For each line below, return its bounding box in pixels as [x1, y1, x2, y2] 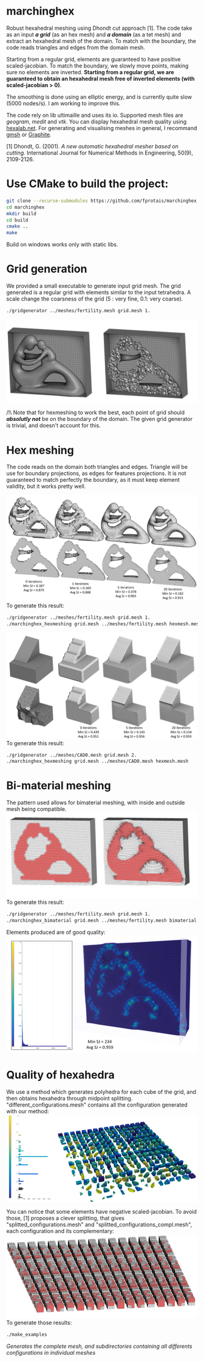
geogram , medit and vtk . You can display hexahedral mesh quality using [6, 117, 187, 125]
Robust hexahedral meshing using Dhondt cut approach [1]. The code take [6, 24, 192, 32]
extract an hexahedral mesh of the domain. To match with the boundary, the [6, 37, 196, 44]
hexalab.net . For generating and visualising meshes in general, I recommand [6, 124, 197, 131]
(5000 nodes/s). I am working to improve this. [6, 99, 121, 107]
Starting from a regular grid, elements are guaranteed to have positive [6, 55, 181, 63]
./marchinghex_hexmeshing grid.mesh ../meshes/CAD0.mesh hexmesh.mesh [6, 759, 189, 765]
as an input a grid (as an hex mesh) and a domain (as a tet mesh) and [6, 30, 182, 38]
